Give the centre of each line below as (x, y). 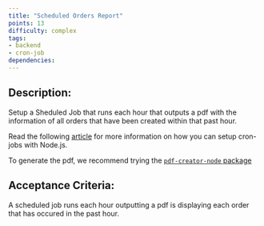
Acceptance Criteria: (61, 186)
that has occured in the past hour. (64, 213)
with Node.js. (46, 144)
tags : (17, 38)
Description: (40, 93)
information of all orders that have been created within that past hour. (123, 120)
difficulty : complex (43, 30)
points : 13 (26, 23)
